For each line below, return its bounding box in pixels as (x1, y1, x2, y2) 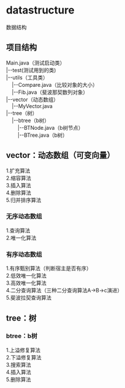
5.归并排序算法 (6, 196, 41, 203)
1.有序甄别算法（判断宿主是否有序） (6, 265, 92, 272)
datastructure (6, 4, 75, 17)
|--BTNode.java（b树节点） (17, 124, 84, 131)
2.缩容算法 (6, 174, 32, 181)
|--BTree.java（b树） (17, 131, 68, 139)
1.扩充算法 (6, 167, 30, 174)
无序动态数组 (6, 212, 43, 221)
